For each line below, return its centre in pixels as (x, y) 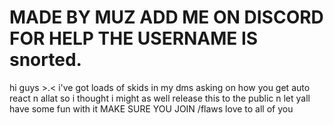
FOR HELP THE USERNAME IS (134, 38)
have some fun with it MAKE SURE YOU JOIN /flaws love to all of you (151, 108)
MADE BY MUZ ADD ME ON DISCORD (166, 17)
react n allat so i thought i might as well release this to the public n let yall (160, 98)
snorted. (45, 60)
